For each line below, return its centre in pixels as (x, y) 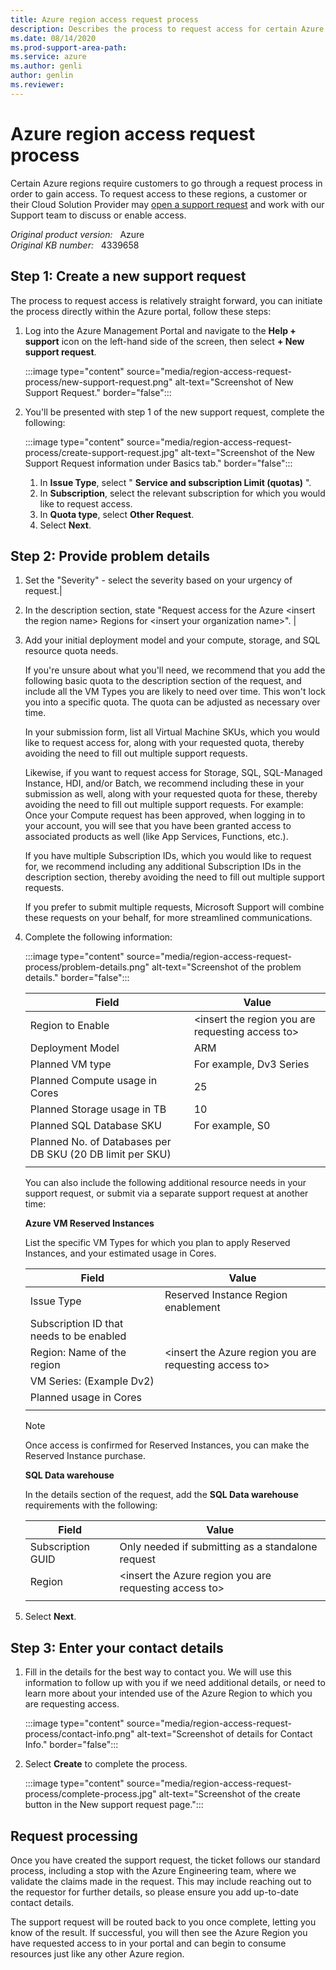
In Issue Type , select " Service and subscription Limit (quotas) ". (175, 482)
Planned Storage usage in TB (98, 1109)
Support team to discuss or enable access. (98, 215)
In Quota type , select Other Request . (117, 514)
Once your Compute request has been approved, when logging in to (165, 815)
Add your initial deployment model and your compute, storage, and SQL (172, 640)
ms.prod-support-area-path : (69, 47)
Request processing (74, 1836)
